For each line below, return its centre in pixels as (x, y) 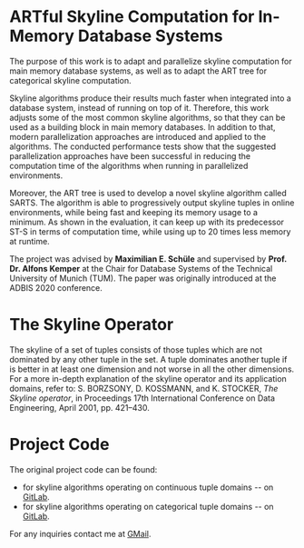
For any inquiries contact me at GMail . (80, 533)
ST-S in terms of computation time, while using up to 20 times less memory (150, 231)
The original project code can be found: (83, 469)
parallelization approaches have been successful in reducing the (130, 155)
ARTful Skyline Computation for (132, 17)
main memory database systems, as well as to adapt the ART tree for (138, 71)
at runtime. (29, 241)
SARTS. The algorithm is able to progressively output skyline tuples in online (152, 203)
